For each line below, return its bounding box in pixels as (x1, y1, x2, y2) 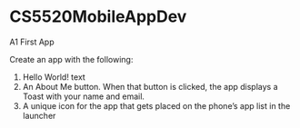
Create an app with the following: (9, 54, 134, 64)
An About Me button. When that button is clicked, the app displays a (22, 81, 279, 92)
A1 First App (9, 36, 55, 47)
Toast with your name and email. (22, 91, 145, 102)
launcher (22, 110, 56, 121)
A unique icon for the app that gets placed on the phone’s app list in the (22, 100, 291, 111)
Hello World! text (22, 71, 86, 83)
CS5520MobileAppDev (9, 6, 187, 27)
